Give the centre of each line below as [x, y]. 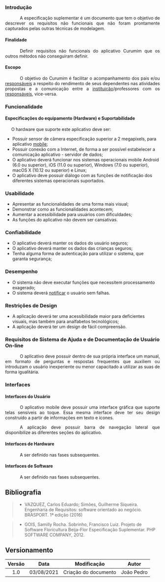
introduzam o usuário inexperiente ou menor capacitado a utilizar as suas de [82, 367]
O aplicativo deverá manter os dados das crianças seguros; [72, 248]
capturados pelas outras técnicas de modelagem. [55, 29]
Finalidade [16, 40]
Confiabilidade [23, 233]
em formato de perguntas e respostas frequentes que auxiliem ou [82, 362]
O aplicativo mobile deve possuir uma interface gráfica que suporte [90, 407]
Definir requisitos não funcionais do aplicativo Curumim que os [90, 51]
